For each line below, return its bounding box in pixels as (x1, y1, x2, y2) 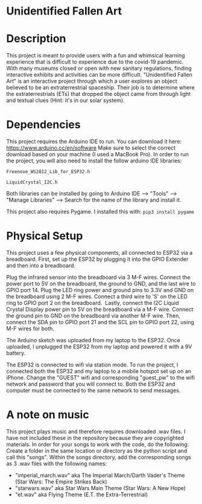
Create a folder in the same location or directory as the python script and (6, 447, 188, 454)
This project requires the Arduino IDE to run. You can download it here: (6, 138, 182, 145)
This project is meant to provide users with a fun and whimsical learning (6, 52, 185, 59)
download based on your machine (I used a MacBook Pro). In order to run (6, 151, 189, 158)
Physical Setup (6, 229, 83, 243)
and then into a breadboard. (6, 262, 76, 269)
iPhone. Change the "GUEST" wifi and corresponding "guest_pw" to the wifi (6, 374, 195, 381)
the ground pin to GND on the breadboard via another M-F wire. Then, (6, 312, 181, 319)
